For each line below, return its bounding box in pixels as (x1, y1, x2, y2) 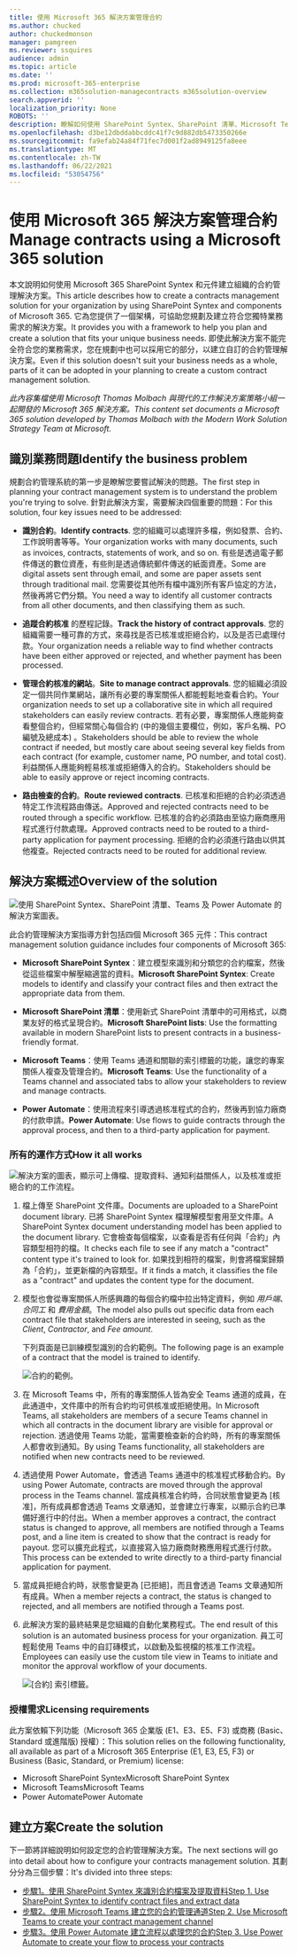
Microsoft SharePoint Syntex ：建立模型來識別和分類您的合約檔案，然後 (21, 957, 286, 967)
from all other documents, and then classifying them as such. (21, 600, 246, 610)
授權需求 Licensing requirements (9, 1703, 150, 1716)
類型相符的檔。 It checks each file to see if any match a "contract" (29, 1243, 270, 1254)
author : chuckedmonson (9, 29, 93, 38)
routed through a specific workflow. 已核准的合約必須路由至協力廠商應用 (21, 812, 286, 823)
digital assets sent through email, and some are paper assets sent (21, 568, 263, 579)
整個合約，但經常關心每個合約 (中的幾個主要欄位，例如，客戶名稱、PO (29, 721, 286, 732)
